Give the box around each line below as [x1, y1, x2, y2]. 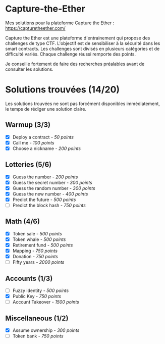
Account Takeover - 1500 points [12, 299, 79, 305]
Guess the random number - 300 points [12, 185, 95, 191]
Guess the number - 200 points [12, 174, 78, 180]
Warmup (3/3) [5, 121, 51, 129]
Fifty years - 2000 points [12, 259, 65, 265]
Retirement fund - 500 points [12, 242, 73, 248]
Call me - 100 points [12, 139, 54, 145]
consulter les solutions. [5, 66, 54, 72]
